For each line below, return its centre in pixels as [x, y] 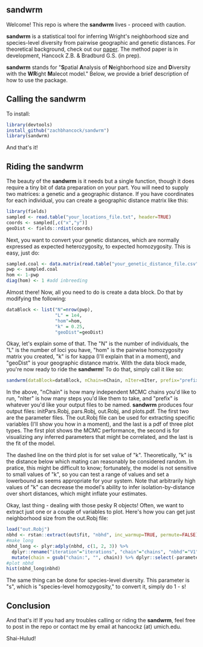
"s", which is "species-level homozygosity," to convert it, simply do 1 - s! [96, 587]
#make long [20, 541]
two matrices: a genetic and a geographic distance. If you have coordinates [100, 194]
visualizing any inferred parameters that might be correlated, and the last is [100, 437]
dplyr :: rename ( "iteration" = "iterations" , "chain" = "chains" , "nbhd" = [100, 552]
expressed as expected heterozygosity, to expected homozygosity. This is [98, 246]
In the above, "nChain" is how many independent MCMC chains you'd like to [101, 392]
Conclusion [28, 606]
